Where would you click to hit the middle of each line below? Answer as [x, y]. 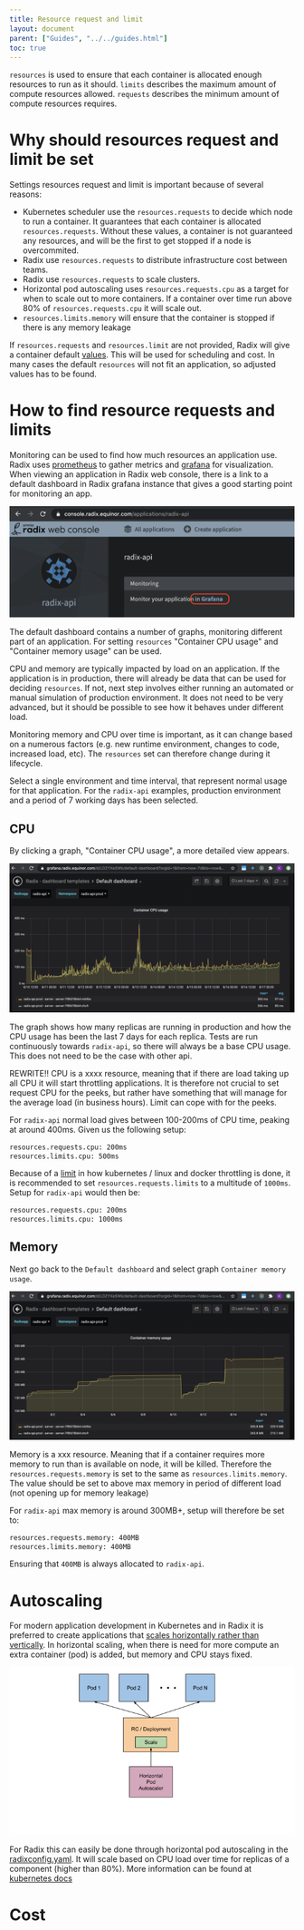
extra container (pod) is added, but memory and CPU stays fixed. [131, 1654]
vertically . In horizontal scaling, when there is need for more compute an [144, 1645]
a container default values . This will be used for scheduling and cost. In [142, 355]
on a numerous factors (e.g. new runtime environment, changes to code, [144, 745]
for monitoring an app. [51, 493]
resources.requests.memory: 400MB [75, 1538]
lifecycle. [26, 764]
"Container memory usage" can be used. [86, 651]
